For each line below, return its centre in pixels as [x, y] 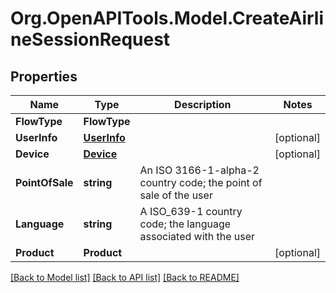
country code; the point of [201, 182]
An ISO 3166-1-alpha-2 [199, 170]
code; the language [185, 224]
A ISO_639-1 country [191, 211]
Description [203, 104]
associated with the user [197, 236]
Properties [44, 76]
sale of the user [176, 195]
